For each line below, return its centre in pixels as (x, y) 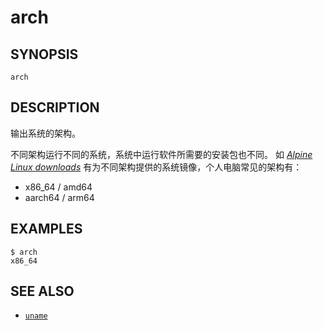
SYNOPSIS (44, 54)
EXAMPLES (46, 229)
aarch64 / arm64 (59, 197)
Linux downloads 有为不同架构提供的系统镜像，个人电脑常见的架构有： (156, 167)
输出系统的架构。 (45, 133)
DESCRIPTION (55, 107)
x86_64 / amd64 (58, 187)
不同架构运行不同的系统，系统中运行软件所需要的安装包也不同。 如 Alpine (161, 154)
